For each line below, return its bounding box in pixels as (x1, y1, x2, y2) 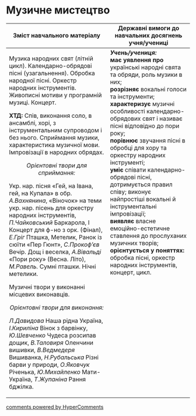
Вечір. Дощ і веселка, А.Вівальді (9, 247, 101, 255)
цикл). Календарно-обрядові (9, 62, 92, 70)
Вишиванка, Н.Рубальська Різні (9, 353, 99, 361)
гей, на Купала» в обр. (9, 189, 72, 197)
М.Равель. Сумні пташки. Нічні (9, 262, 96, 270)
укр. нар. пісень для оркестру (9, 203, 94, 212)
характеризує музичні (110, 100, 175, 108)
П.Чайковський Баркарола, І (9, 218, 90, 226)
